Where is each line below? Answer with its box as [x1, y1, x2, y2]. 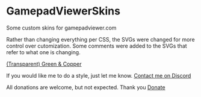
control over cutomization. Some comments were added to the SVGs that [6, 42, 188, 49]
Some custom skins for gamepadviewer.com [6, 24, 117, 31]
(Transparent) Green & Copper [6, 60, 82, 67]
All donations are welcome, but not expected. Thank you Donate [6, 83, 165, 91]
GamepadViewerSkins [6, 4, 120, 18]
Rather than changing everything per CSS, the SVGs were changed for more [6, 36, 195, 43]
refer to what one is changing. [6, 48, 81, 55]
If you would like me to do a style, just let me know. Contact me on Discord [6, 72, 191, 79]
